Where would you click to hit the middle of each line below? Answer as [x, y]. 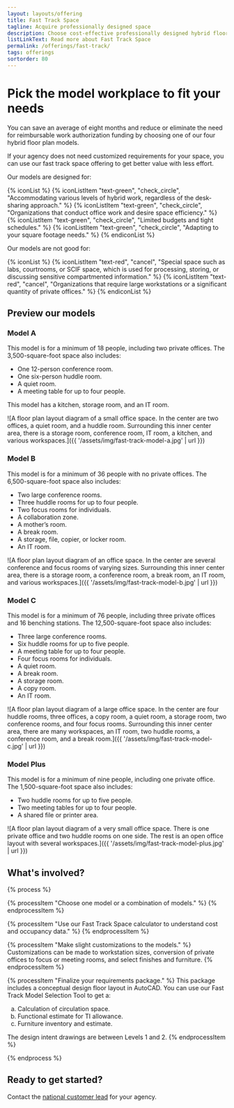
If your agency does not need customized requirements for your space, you [116, 156]
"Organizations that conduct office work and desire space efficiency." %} [112, 213]
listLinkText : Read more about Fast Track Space [79, 40]
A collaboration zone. [48, 517]
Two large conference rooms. [60, 495]
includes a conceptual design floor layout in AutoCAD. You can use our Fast [116, 988]
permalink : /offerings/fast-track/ [59, 46]
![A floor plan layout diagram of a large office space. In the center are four [113, 709]
